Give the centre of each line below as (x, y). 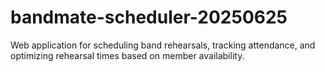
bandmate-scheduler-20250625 (149, 17)
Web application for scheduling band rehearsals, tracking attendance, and (163, 45)
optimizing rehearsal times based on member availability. (127, 55)
